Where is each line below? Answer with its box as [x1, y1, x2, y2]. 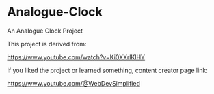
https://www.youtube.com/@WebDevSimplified [7, 79, 140, 87]
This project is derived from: [7, 40, 87, 48]
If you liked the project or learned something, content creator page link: [7, 66, 209, 74]
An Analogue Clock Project [7, 27, 83, 35]
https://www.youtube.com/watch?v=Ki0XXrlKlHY [7, 52, 146, 61]
